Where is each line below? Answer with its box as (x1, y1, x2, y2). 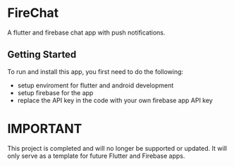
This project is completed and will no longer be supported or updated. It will (7, 144, 228, 152)
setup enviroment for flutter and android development (17, 81, 174, 89)
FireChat (7, 5, 59, 21)
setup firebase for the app (17, 88, 94, 97)
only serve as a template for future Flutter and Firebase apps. (7, 151, 185, 160)
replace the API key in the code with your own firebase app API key (17, 96, 213, 104)
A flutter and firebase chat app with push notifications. (7, 28, 166, 37)
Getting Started (7, 49, 77, 61)
